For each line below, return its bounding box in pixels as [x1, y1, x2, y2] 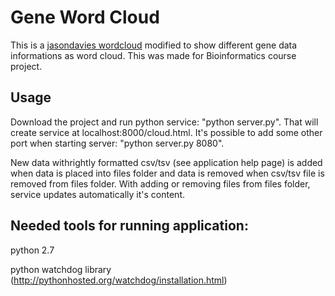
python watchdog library [10, 263, 112, 275]
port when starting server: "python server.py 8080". [10, 137, 225, 149]
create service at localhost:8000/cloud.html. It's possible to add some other [10, 126, 323, 138]
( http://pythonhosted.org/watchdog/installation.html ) [10, 274, 228, 286]
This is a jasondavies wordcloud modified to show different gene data [10, 39, 298, 51]
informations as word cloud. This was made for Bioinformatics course [10, 49, 297, 61]
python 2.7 [10, 244, 55, 256]
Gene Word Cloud [10, 6, 160, 29]
